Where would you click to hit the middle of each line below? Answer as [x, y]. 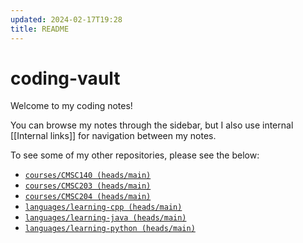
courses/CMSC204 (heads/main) [88, 197]
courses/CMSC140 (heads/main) [88, 176]
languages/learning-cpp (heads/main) [103, 207]
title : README [40, 29]
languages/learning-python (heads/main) [110, 229]
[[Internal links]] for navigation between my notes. [113, 136]
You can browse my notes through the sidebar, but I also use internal [152, 125]
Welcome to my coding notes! [71, 106]
